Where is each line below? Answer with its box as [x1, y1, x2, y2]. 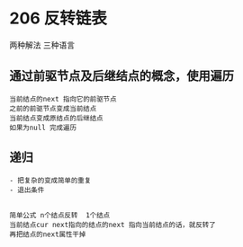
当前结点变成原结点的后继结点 [9, 113, 103, 122]
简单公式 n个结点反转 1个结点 [9, 210, 111, 220]
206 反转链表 [9, 8, 108, 29]
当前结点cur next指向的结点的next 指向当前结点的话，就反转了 [9, 220, 216, 229]
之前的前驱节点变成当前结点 [9, 104, 97, 113]
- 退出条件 [9, 185, 45, 194]
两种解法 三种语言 [9, 40, 75, 50]
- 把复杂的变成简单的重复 [9, 176, 92, 185]
